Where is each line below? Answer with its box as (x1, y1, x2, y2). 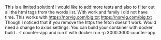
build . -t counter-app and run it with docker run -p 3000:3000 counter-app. (5, 30, 157, 35)
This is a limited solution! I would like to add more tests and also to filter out (5, 4, 155, 10)
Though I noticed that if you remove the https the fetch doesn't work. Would (5, 19, 156, 25)
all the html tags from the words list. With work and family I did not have (5, 9, 148, 15)
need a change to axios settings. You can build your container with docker (5, 25, 153, 30)
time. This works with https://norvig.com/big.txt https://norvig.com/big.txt (5, 14, 152, 20)
